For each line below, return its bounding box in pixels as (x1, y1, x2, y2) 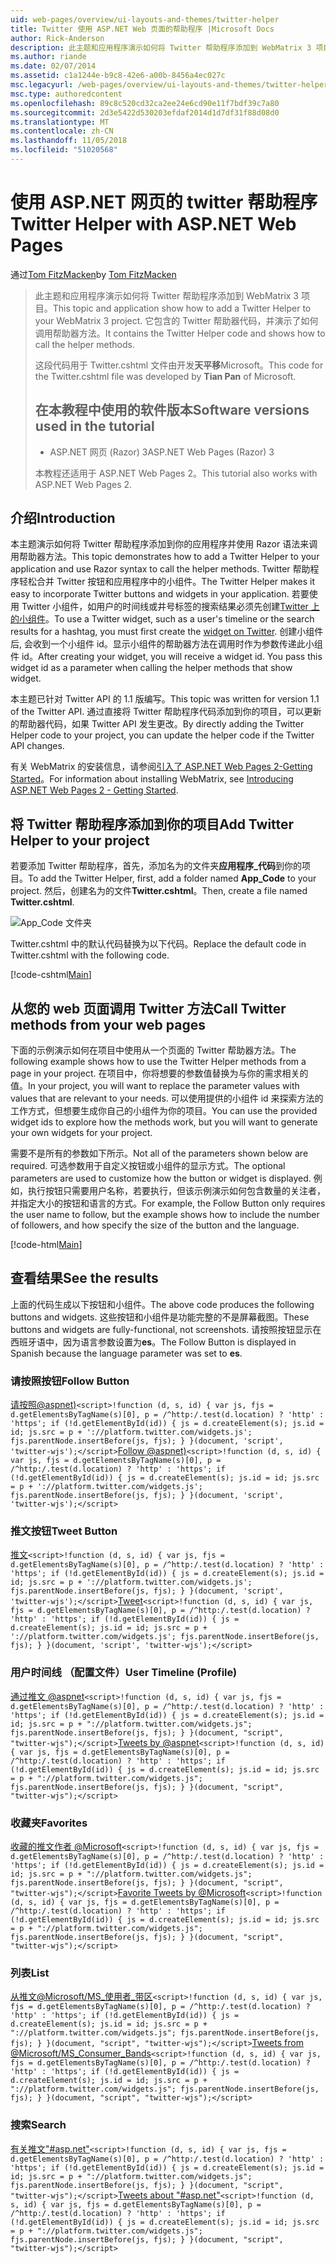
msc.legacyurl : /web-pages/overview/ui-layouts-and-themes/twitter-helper (10, 80, 329, 90)
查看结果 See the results (10, 1270, 159, 1287)
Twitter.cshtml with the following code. (10, 949, 170, 961)
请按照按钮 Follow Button (10, 1374, 130, 1388)
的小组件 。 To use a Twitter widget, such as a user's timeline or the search (10, 613, 315, 625)
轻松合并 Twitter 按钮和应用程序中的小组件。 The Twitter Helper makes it (18, 576, 316, 588)
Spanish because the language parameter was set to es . (10, 1347, 243, 1359)
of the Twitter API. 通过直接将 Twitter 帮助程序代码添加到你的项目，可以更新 (10, 706, 322, 718)
